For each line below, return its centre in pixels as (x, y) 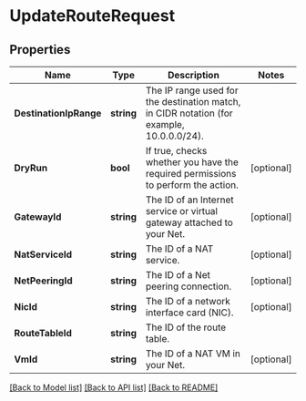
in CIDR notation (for (189, 113)
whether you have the (192, 162)
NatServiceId (43, 254)
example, (165, 124)
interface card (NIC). (189, 313)
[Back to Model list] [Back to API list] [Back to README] (114, 387)
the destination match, (193, 102)
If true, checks (176, 151)
